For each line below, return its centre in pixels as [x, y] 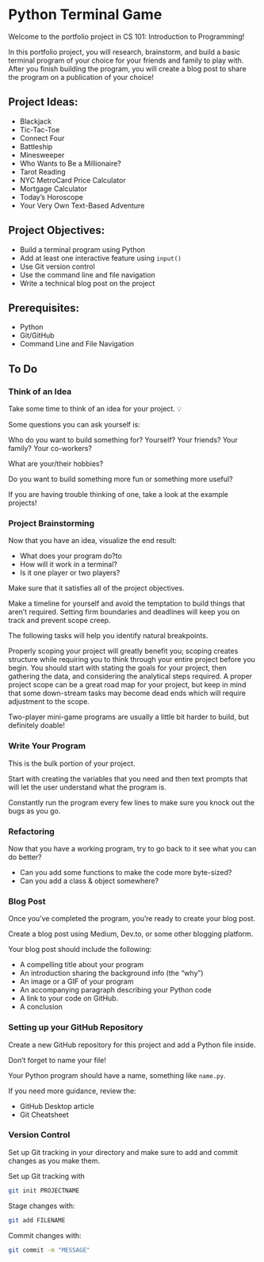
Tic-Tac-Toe [40, 129]
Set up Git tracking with [47, 1176]
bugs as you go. [34, 811]
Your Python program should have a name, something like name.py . [117, 1075]
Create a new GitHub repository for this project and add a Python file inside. [132, 1045]
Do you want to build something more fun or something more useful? [121, 479]
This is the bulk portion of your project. [72, 763]
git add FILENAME [37, 1220]
